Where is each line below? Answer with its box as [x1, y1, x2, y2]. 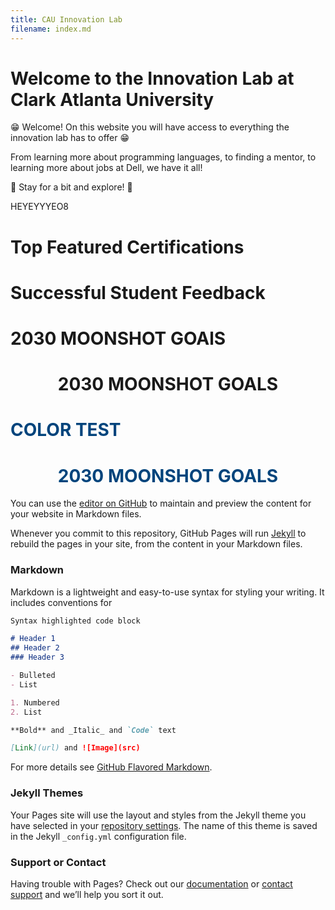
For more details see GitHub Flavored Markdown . [10, 761, 213, 773]
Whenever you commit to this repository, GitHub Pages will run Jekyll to [10, 527, 307, 540]
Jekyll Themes [10, 786, 84, 800]
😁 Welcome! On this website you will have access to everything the [10, 121, 290, 133]
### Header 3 [10, 652, 65, 663]
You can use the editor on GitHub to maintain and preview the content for [10, 497, 312, 510]
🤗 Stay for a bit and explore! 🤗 [10, 181, 133, 193]
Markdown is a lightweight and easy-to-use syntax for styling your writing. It [10, 586, 325, 598]
